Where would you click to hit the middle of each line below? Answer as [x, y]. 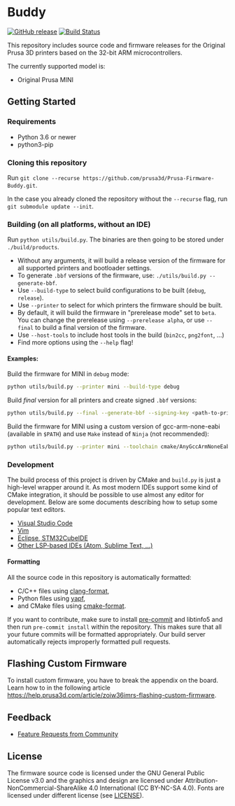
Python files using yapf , [51, 598]
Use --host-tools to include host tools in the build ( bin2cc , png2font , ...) [121, 335]
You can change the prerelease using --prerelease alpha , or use [111, 320]
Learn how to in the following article [59, 688]
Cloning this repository [47, 162]
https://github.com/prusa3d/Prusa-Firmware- [149, 178]
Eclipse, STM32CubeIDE [53, 538]
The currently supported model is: [56, 66]
